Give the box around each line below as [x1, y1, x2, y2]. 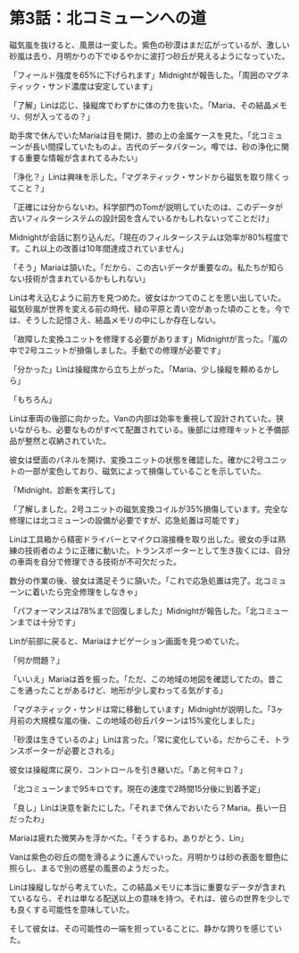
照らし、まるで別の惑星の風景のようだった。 [9, 863, 174, 873]
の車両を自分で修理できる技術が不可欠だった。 [9, 556, 181, 566]
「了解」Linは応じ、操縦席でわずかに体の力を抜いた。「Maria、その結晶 [9, 99, 272, 110]
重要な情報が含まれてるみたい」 [24, 152, 143, 163]
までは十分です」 [16, 617, 80, 627]
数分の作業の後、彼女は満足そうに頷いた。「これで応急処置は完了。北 [9, 574, 263, 586]
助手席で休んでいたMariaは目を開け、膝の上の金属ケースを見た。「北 [9, 130, 261, 140]
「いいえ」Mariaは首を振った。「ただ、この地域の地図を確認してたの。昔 [9, 673, 277, 685]
